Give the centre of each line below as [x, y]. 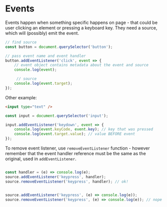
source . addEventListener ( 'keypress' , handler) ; [56, 177]
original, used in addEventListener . [41, 159]
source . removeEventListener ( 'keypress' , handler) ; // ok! [67, 182]
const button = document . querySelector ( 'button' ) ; [59, 47]
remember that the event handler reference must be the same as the [75, 154]
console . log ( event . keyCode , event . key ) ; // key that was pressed [84, 129]
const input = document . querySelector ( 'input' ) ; [57, 116]
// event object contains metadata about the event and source [81, 65]
